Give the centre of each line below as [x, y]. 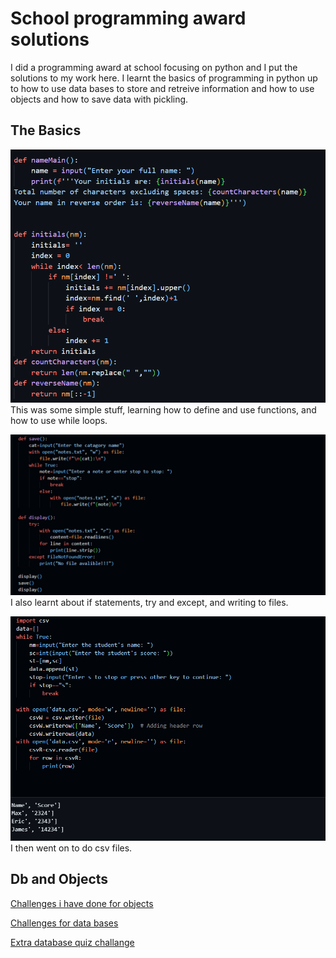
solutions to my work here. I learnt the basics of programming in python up [164, 78]
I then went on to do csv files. [71, 848]
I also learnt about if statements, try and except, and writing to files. [149, 603]
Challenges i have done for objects [82, 903]
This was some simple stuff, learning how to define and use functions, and [163, 410]
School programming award [128, 18]
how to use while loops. [59, 421]
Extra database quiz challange [72, 942]
